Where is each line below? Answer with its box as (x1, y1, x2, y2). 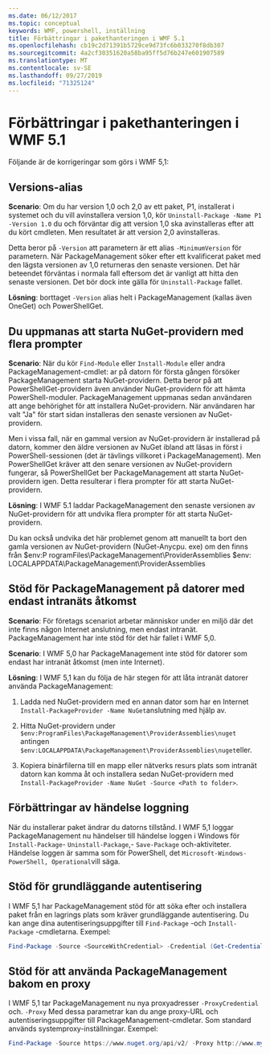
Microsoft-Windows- (182, 849, 247, 857)
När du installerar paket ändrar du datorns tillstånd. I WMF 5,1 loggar (8, 822, 235, 832)
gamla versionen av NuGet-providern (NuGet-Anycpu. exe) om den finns (8, 542, 249, 551)
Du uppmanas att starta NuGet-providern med (8, 325, 244, 338)
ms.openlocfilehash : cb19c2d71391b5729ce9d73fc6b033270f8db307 (8, 42, 225, 50)
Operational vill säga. (51, 857, 121, 866)
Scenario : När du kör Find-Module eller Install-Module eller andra (8, 358, 226, 368)
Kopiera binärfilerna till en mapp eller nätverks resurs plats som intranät (19, 760, 257, 770)
